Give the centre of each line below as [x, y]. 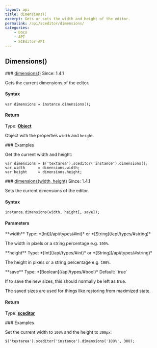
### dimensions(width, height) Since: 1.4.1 [48, 181]
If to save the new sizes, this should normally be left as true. [66, 281]
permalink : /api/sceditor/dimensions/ [45, 23]
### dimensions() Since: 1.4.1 [35, 73]
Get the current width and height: [39, 154]
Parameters [17, 223]
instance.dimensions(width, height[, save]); [52, 212]
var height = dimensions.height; [44, 172]
